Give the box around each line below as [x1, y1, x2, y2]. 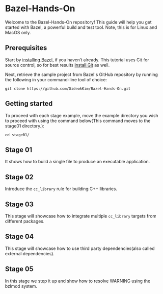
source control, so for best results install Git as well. [5, 62, 110, 68]
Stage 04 [5, 232, 34, 241]
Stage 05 [5, 265, 33, 273]
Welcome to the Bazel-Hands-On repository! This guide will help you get [5, 19, 152, 25]
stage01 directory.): [5, 123, 45, 129]
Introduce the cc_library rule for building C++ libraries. [5, 186, 117, 192]
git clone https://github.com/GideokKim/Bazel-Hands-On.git [5, 86, 131, 91]
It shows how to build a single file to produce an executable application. [5, 159, 150, 165]
